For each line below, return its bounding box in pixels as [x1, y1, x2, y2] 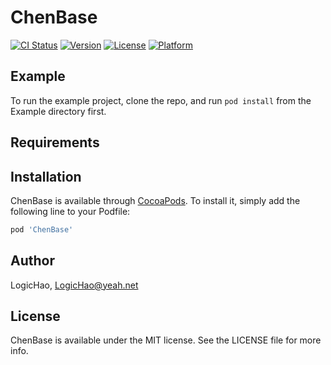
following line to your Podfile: [10, 205, 131, 217]
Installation [10, 168, 82, 185]
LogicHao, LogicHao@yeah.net [10, 279, 139, 291]
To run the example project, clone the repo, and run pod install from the [10, 94, 312, 106]
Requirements [10, 134, 100, 151]
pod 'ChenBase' [10, 224, 74, 235]
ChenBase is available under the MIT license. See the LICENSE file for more [10, 334, 322, 346]
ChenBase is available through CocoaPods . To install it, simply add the [10, 194, 301, 206]
